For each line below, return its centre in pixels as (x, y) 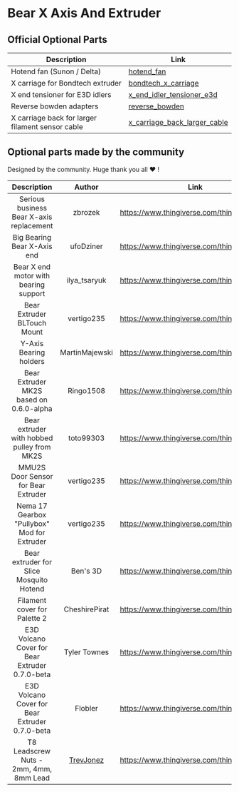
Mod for (32, 532)
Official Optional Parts (58, 40)
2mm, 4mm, (32, 768)
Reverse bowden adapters (55, 106)
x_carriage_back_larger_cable (178, 122)
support (32, 293)
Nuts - (32, 760)
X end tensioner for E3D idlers (61, 95)
